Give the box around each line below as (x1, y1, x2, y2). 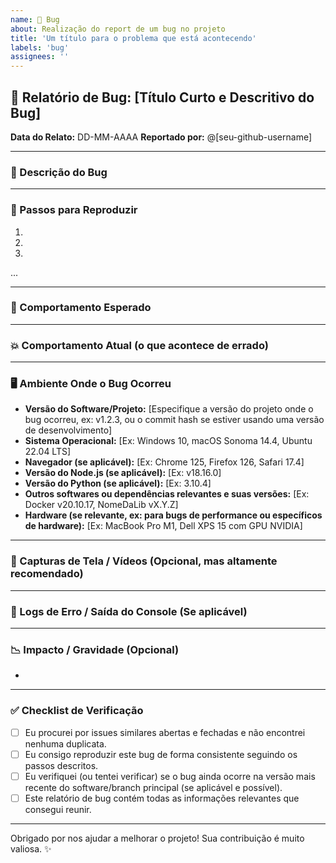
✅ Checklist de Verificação (10, 704, 144, 718)
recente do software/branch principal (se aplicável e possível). (24, 781, 283, 793)
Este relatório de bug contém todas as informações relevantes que (24, 792, 300, 804)
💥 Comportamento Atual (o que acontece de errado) (10, 338, 269, 352)
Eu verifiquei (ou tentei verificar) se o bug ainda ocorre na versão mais (24, 770, 316, 782)
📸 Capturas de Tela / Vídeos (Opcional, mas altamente (10, 554, 278, 568)
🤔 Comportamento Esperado (10, 301, 152, 315)
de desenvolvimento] (24, 424, 113, 436)
